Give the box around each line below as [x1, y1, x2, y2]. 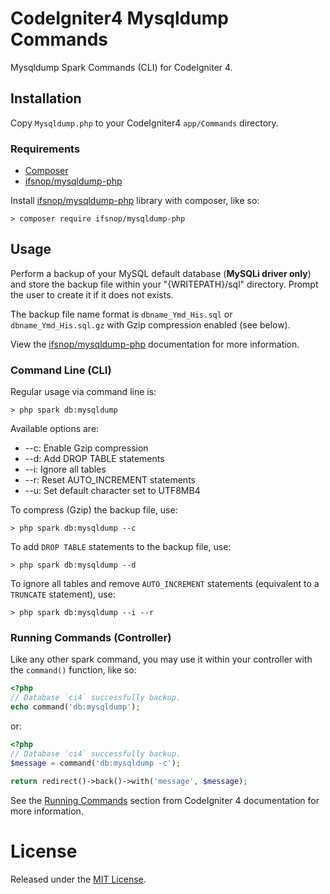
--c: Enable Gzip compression [24, 442, 149, 454]
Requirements [10, 142, 81, 156]
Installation [10, 90, 82, 107]
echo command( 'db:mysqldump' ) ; [10, 702, 141, 712]
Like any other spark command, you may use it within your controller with [10, 653, 313, 666]
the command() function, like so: [10, 664, 137, 676]
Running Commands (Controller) [10, 631, 172, 645]
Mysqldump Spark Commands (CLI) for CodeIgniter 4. [10, 61, 233, 73]
